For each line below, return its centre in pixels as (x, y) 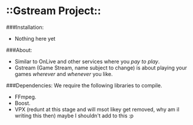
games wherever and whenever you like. (64, 74)
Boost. (22, 103)
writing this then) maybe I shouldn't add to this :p (74, 116)
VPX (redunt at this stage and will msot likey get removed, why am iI (97, 109)
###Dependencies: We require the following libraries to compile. (84, 85)
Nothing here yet (35, 38)
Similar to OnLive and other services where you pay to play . (87, 61)
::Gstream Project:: (54, 11)
